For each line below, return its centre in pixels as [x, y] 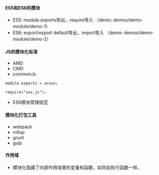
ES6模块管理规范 [30, 102]
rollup [19, 132]
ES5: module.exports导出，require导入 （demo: [62, 20]
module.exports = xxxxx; [31, 83]
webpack [22, 127]
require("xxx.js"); [26, 92]
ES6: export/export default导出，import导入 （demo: [68, 33]
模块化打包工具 [21, 115]
